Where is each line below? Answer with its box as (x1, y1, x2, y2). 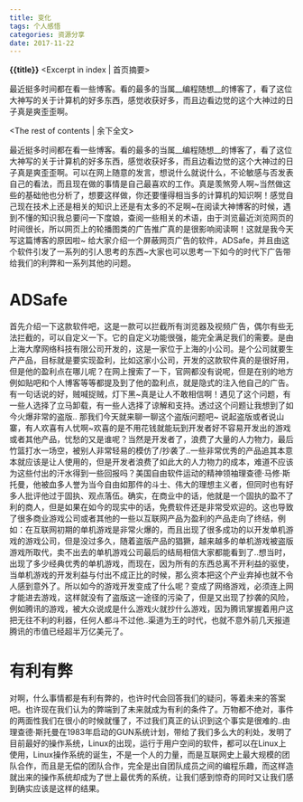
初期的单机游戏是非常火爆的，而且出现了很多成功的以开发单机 (56, 524, 286, 535)
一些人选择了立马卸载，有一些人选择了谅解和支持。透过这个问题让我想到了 (9, 400, 286, 411)
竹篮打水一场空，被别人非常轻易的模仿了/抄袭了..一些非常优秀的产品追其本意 (9, 445, 294, 457)
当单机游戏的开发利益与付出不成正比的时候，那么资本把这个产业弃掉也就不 (9, 570, 286, 580)
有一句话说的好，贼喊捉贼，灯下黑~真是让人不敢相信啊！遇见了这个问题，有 (9, 389, 291, 400)
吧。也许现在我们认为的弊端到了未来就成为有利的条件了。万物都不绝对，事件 (9, 704, 294, 715)
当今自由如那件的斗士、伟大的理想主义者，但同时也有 (87, 479, 286, 490)
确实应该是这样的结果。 (16, 783, 105, 794)
